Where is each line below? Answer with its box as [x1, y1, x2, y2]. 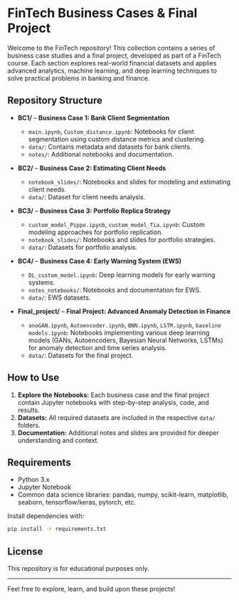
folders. [17, 421, 41, 429]
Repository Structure [7, 95, 103, 107]
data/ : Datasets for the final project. [28, 351, 134, 359]
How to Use [7, 372, 60, 384]
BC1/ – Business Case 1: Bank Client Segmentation [17, 113, 170, 122]
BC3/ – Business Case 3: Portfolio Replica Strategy [17, 206, 171, 215]
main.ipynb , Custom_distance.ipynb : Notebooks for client [28, 127, 194, 136]
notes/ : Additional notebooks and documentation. [28, 149, 174, 158]
